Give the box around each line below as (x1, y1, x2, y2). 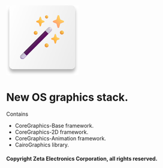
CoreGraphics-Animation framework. (14, 134, 107, 142)
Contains (6, 110, 29, 118)
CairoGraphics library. (14, 141, 70, 148)
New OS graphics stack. (6, 91, 129, 104)
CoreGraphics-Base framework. (14, 122, 94, 129)
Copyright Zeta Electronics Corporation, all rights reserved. (6, 155, 158, 162)
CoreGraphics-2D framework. (14, 128, 89, 136)
